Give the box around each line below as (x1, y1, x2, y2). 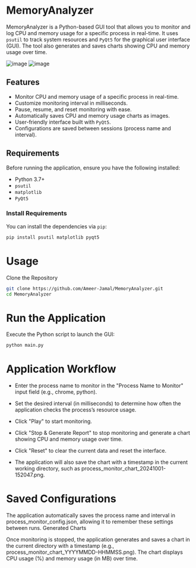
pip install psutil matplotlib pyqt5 (6, 234, 100, 240)
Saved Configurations (6, 492, 117, 506)
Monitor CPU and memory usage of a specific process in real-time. (14, 93, 179, 100)
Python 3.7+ (14, 175, 45, 183)
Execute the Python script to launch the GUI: (6, 331, 115, 338)
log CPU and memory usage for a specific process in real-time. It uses (6, 29, 178, 36)
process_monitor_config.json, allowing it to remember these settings (6, 518, 173, 525)
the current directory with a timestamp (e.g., (6, 542, 115, 550)
